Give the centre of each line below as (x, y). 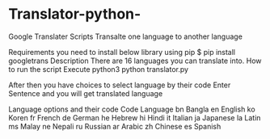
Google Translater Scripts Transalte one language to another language (125, 36)
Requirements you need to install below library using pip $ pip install (122, 52)
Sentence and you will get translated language (86, 93)
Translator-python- (75, 14)
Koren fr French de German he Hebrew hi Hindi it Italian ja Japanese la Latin (135, 117)
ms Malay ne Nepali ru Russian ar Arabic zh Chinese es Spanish (115, 126)
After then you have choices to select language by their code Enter (120, 85)
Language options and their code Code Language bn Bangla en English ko (132, 109)
